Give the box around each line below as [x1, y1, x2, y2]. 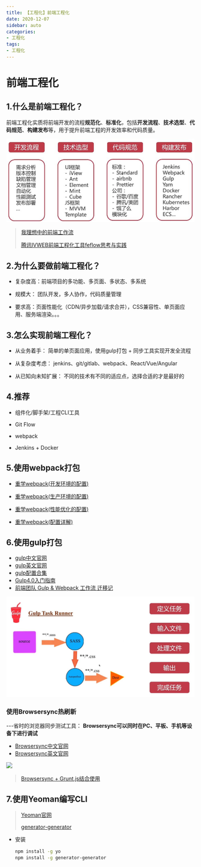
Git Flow [14, 420, 36, 428]
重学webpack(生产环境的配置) [14, 492, 89, 500]
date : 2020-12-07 [6, 16, 50, 22]
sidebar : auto [6, 22, 42, 28]
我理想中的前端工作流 [20, 228, 74, 236]
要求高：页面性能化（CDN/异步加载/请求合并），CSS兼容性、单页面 [14, 303, 180, 311]
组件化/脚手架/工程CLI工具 [14, 408, 80, 416]
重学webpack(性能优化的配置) [14, 505, 89, 513]
